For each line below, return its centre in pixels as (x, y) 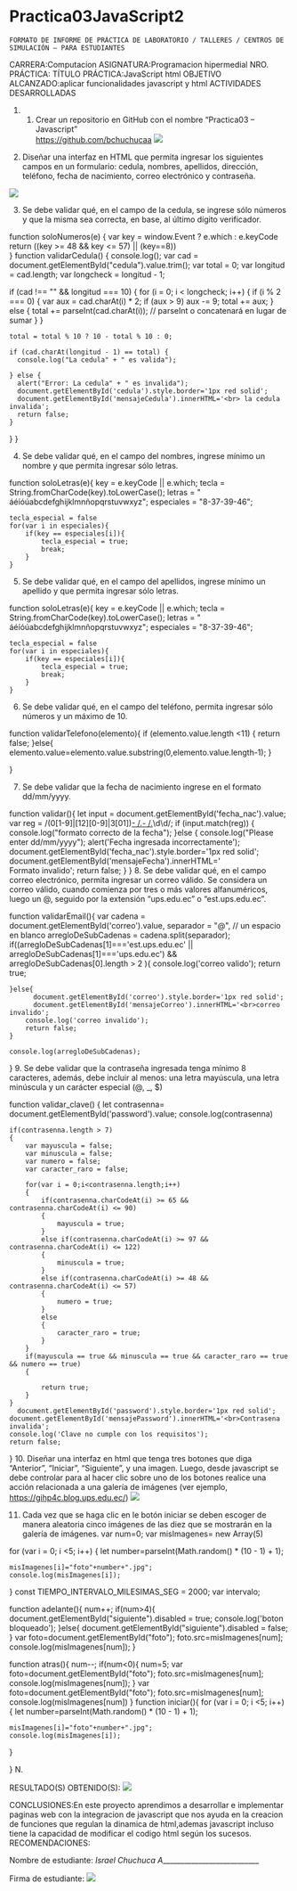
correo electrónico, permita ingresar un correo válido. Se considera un (138, 880)
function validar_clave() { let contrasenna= (87, 1104)
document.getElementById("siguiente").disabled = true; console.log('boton (147, 1618)
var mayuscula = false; (69, 1146)
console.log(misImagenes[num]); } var (80, 1682)
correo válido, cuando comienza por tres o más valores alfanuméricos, (139, 889)
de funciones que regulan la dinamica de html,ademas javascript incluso (141, 1823)
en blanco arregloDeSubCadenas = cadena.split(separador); (120, 935)
